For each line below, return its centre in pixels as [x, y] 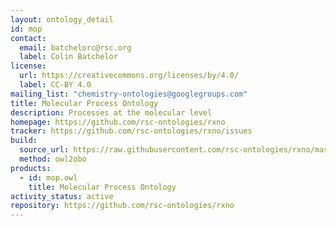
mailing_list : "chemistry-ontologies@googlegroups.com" [129, 94]
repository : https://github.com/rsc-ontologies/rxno [122, 206]
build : [24, 141]
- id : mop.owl [48, 177]
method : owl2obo [53, 159]
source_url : [44, 150]
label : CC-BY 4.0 [55, 85]
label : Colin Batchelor [68, 57]
